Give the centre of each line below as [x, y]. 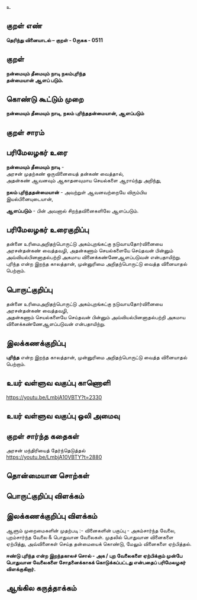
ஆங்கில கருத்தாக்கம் [41, 588]
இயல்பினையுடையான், [30, 199]
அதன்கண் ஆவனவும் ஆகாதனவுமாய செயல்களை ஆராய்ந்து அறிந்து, [84, 180]
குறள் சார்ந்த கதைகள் [43, 436]
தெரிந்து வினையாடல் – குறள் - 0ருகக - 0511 [55, 40]
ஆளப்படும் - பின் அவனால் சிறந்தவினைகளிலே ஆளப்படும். [72, 211]
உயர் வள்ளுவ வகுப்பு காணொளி [58, 383]
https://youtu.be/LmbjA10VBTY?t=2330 [54, 397]
